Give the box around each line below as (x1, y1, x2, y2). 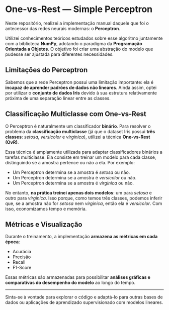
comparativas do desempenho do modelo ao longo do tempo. (5, 280, 136, 286)
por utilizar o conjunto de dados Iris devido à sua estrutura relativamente (5, 89, 157, 96)
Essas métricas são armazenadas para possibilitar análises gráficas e (5, 274, 151, 280)
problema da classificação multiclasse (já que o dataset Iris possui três (5, 128, 155, 134)
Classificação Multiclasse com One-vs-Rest (5, 110, 147, 119)
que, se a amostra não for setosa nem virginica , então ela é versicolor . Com (5, 200, 162, 206)
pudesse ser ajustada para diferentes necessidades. (5, 51, 114, 57)
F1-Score (12, 265, 32, 271)
